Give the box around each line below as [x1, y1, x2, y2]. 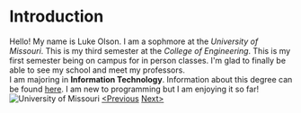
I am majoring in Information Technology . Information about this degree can [9, 74, 293, 84]
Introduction [9, 6, 104, 27]
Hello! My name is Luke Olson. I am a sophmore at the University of [9, 36, 259, 47]
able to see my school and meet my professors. [9, 65, 186, 75]
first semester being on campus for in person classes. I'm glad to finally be [9, 55, 286, 65]
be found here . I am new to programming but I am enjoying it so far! [9, 83, 259, 94]
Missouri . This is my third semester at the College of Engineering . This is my [9, 45, 291, 56]
